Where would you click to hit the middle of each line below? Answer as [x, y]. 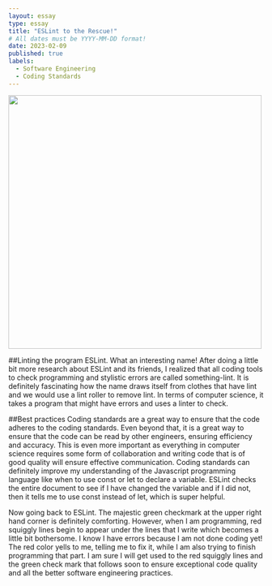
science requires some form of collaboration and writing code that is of [127, 453]
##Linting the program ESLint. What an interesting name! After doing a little [134, 360]
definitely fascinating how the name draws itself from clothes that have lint [133, 386]
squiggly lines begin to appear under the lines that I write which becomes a [134, 529]
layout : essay [32, 16]
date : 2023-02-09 [38, 46]
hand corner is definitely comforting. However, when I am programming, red [135, 521]
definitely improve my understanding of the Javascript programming [122, 471]
